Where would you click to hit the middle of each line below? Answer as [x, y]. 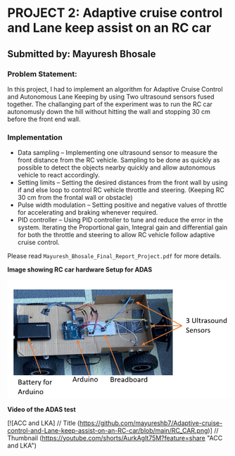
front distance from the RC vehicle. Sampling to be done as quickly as [119, 160]
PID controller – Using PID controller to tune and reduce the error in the [120, 220]
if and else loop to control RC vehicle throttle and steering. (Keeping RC [121, 190]
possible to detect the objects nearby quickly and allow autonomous [116, 167]
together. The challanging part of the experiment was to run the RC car [110, 104]
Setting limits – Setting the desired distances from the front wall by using [122, 183]
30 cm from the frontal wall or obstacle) [75, 198]
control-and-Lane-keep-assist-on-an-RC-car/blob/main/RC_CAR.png [108, 430]
